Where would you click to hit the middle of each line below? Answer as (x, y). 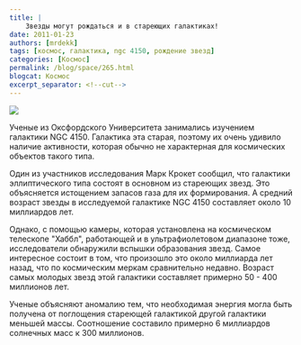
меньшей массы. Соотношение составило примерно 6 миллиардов (140, 323)
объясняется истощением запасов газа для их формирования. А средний (151, 192)
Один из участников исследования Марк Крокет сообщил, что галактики (150, 173)
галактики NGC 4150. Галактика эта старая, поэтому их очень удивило (145, 137)
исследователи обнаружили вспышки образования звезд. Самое (135, 248)
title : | (26, 18)
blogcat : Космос (40, 77)
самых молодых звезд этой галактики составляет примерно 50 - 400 (143, 277)
